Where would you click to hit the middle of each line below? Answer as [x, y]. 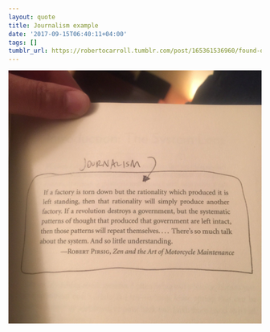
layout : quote [32, 17]
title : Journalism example [53, 25]
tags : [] [23, 43]
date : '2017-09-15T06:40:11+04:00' [68, 34]
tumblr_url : [28, 51]
